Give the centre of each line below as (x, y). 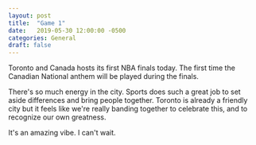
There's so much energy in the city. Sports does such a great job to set (124, 92)
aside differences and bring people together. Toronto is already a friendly (128, 100)
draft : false (30, 45)
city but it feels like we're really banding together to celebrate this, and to (128, 109)
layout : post (30, 16)
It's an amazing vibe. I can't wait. (62, 133)
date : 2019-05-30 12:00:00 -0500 (67, 30)
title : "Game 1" (37, 23)
